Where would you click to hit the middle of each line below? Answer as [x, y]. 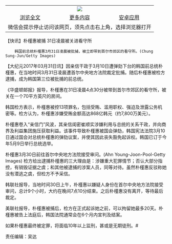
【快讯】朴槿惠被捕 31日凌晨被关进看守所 [49, 41]
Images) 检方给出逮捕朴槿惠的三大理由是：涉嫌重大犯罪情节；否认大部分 [82, 161]
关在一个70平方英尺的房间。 [35, 96]
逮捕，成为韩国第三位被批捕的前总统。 [46, 79]
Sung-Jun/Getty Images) [31, 56]
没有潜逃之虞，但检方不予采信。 [39, 174]
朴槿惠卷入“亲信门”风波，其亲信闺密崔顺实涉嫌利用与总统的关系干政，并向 [84, 124]
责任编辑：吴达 [21, 236]
